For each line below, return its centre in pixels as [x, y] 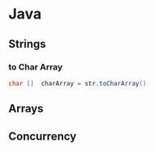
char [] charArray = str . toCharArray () [78, 83]
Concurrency [43, 136]
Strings [27, 44]
